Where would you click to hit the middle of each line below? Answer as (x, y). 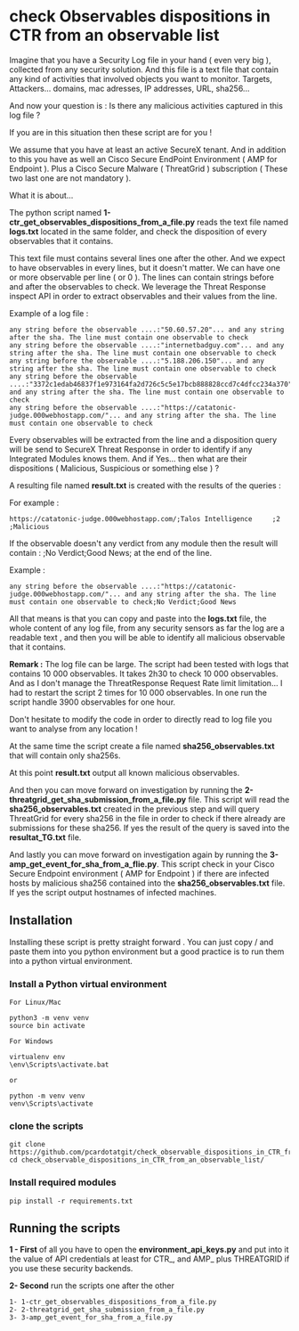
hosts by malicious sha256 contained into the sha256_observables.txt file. (147, 883)
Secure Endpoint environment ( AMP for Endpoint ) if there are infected (139, 873)
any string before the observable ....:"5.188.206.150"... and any (137, 361)
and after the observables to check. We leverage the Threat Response (138, 286)
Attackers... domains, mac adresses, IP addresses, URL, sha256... (129, 88)
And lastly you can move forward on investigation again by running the (139, 854)
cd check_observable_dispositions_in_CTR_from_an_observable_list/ (137, 1160)
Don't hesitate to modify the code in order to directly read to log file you (141, 719)
